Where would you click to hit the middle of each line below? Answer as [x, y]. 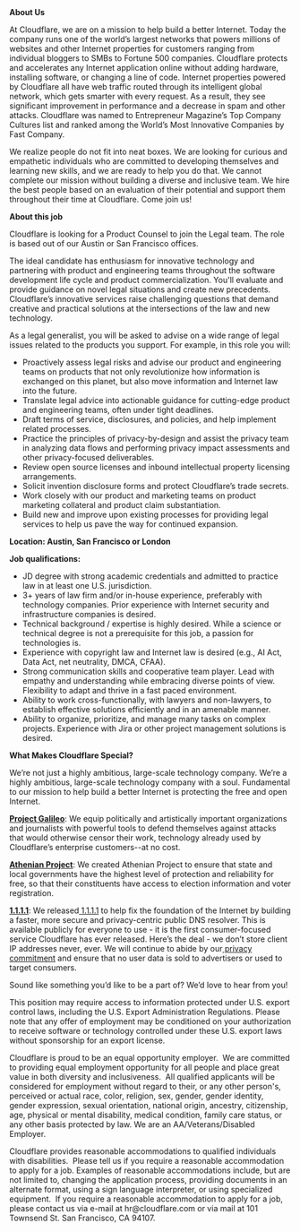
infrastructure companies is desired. [89, 614]
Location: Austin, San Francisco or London [90, 541]
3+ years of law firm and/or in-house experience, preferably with [142, 595]
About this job [36, 216]
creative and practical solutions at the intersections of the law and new [140, 308]
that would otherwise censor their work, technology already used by [135, 838]
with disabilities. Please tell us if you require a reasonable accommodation [147, 1161]
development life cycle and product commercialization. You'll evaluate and [146, 280]
